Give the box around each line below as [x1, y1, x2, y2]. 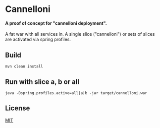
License [5, 104, 30, 113]
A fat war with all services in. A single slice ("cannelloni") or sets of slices [5, 31, 155, 37]
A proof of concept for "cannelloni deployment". [5, 20, 107, 26]
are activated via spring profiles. [5, 36, 71, 43]
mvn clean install [5, 64, 43, 69]
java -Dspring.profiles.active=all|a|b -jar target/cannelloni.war [5, 91, 148, 96]
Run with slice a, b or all [5, 77, 79, 86]
